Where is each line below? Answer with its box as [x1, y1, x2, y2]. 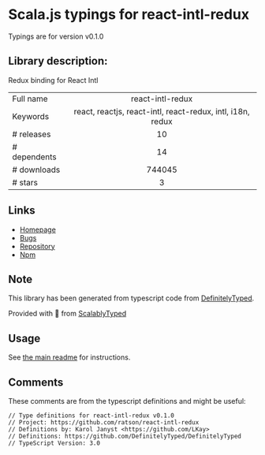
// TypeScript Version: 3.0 [8, 439, 101, 447]
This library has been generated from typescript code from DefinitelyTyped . [8, 293, 255, 303]
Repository [19, 241, 55, 251]
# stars [12, 177, 38, 188]
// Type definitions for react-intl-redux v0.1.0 [8, 412, 175, 420]
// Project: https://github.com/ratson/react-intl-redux [8, 419, 200, 427]
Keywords [12, 110, 50, 121]
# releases [12, 129, 51, 140]
